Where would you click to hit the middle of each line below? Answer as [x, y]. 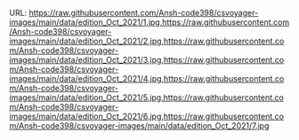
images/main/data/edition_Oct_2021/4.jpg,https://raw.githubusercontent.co [147, 78]
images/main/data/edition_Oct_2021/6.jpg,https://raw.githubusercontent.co [147, 116]
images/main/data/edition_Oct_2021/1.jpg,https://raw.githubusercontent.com [149, 22]
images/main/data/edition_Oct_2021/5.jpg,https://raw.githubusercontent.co [147, 97]
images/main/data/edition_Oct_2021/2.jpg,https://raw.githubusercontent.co [147, 41]
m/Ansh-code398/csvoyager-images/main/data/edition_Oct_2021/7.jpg [139, 126]
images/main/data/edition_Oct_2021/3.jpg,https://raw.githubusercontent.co [147, 60]
